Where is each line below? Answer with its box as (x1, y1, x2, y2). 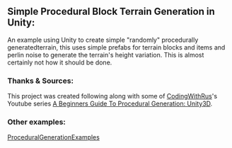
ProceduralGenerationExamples (7, 133, 100, 142)
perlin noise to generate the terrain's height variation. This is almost (7, 50, 204, 59)
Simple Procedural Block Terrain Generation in (7, 6, 215, 18)
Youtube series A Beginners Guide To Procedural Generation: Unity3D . (7, 99, 213, 108)
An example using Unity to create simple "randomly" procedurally (7, 35, 199, 44)
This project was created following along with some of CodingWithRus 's (7, 92, 218, 101)
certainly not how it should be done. (7, 58, 112, 67)
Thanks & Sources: (7, 76, 74, 86)
